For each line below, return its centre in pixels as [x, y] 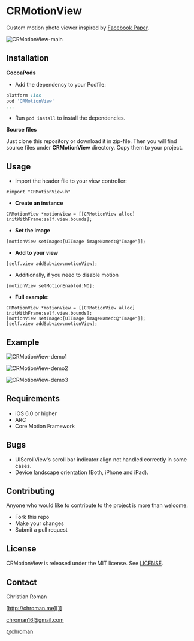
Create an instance [39, 203]
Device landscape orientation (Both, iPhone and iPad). [81, 472]
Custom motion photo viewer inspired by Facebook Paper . [78, 28]
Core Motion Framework [45, 426]
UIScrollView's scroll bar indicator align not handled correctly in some [101, 459]
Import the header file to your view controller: [71, 181]
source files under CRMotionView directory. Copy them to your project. [95, 148]
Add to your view [37, 253]
